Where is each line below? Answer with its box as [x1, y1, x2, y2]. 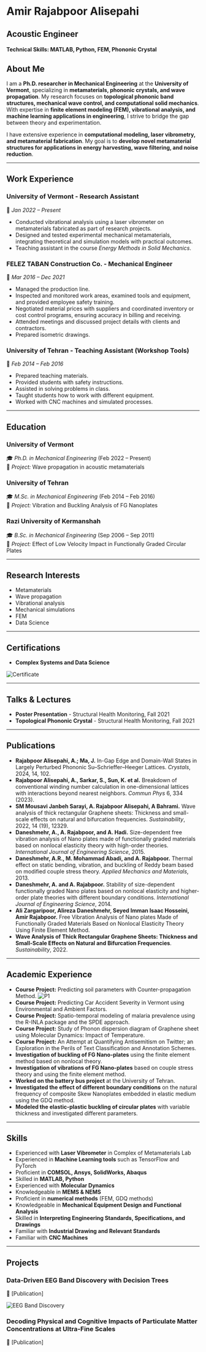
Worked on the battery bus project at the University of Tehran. [15, 1077, 175, 1084]
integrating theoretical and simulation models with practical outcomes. [15, 237, 193, 245]
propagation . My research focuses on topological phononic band [6, 93, 174, 100]
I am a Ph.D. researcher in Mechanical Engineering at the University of [6, 80, 189, 87]
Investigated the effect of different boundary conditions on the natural [15, 1083, 197, 1091]
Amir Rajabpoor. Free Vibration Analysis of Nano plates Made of [15, 913, 179, 921]
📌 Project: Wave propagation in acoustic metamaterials [6, 463, 145, 471]
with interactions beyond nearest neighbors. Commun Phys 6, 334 [15, 789, 183, 797]
